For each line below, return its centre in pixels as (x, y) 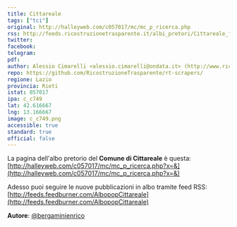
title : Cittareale (34, 14)
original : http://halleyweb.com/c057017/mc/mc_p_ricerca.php (99, 27)
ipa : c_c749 (25, 99)
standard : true (30, 132)
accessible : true (33, 125)
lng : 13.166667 (30, 112)
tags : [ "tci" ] (28, 20)
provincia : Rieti (33, 86)
